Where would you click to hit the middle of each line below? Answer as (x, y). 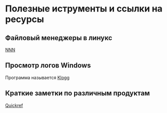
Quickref (14, 105)
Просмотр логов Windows (48, 65)
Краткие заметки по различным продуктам (77, 93)
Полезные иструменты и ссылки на (84, 9)
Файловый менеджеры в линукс (59, 38)
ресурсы (24, 19)
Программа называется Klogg (37, 77)
